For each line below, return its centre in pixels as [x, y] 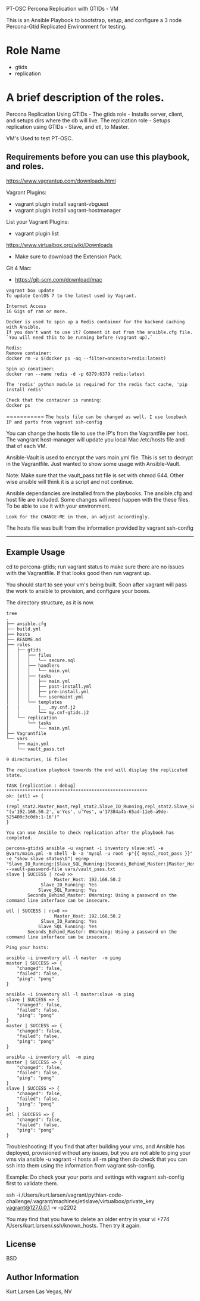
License [21, 1244]
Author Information [43, 1277]
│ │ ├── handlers [33, 665]
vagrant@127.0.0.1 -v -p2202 [41, 1207]
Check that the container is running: [54, 400]
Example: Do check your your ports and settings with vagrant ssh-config [95, 1177]
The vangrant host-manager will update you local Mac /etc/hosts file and [96, 439]
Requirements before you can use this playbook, [98, 157]
